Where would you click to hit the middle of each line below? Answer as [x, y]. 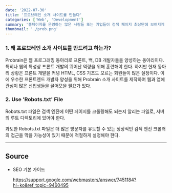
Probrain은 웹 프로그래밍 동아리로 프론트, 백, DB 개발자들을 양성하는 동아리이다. [85, 60]
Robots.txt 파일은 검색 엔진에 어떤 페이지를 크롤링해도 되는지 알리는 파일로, [80, 111]
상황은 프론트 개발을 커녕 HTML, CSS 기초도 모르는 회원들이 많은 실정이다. [85, 73]
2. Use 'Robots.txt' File [34, 100]
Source [17, 156]
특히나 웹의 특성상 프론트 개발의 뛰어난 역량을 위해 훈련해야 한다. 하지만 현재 [81, 67]
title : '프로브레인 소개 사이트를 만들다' [44, 15]
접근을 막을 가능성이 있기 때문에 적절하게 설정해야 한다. [65, 135]
